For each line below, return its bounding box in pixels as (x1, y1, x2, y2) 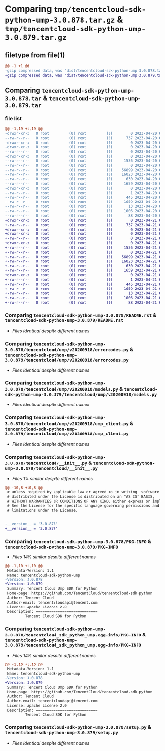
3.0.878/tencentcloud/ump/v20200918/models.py (5, 386, 119, 392)
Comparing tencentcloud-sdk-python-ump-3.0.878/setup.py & (5, 724, 151, 731)
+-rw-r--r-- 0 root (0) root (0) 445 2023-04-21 (5, 282, 157, 287)
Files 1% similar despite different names (12, 475, 93, 481)
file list (5, 115, 22, 122)
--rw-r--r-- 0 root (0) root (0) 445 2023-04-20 (5, 195, 157, 200)
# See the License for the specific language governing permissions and (7, 503, 160, 508)
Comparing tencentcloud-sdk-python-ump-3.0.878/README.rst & (5, 312, 157, 318)
